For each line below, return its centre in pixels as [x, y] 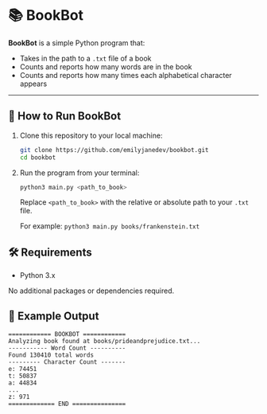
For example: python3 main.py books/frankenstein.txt [110, 226]
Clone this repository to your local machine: [91, 135]
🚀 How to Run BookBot [65, 116]
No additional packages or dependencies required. [91, 291]
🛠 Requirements [50, 252]
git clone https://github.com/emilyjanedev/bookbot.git [114, 150]
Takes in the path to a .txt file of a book [86, 58]
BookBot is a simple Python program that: [77, 43]
